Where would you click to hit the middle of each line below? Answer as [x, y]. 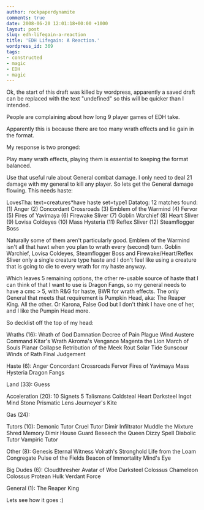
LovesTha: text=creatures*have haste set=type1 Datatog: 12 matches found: [102, 202]
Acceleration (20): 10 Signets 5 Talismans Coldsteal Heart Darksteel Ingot [99, 397]
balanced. [19, 166]
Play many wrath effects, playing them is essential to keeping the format [97, 159]
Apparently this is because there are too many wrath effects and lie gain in [100, 129]
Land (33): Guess [28, 384]
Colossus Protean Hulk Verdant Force [54, 476]
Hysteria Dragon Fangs [36, 373]
